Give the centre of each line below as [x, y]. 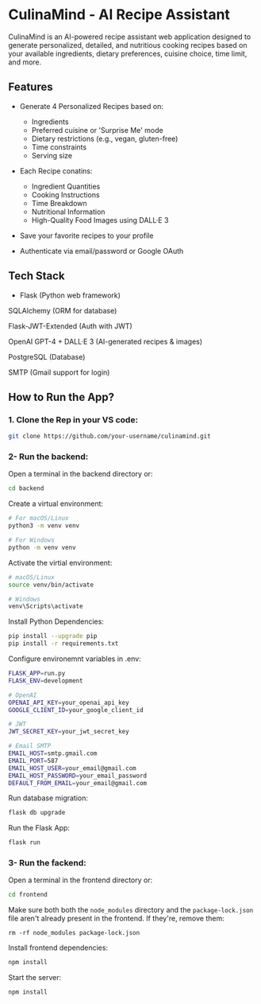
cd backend [26, 488]
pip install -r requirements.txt [63, 644]
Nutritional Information [68, 212]
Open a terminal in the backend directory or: [81, 474]
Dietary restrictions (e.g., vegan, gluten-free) [105, 138]
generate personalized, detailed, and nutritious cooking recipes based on [128, 45]
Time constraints [59, 147]
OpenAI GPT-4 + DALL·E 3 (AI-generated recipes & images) [106, 341]
